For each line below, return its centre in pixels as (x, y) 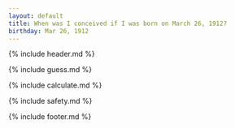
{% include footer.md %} (50, 117)
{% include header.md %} (52, 54)
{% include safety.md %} (50, 101)
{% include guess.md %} (50, 70)
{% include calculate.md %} (55, 85)
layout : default (36, 16)
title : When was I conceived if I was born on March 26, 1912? (118, 23)
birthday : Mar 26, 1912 (49, 31)
